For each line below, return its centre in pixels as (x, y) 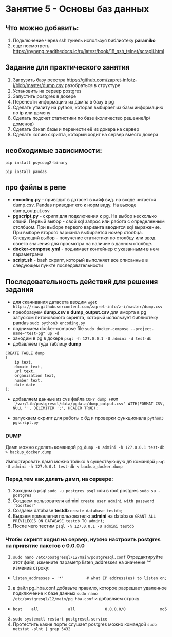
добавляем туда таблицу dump (47, 344)
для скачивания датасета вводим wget (55, 302)
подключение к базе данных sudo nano (55, 593)
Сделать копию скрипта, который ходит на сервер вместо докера (85, 134)
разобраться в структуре (93, 85)
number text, (28, 381)
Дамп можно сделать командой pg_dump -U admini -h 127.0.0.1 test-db (85, 447)
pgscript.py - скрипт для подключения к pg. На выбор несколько (85, 216)
